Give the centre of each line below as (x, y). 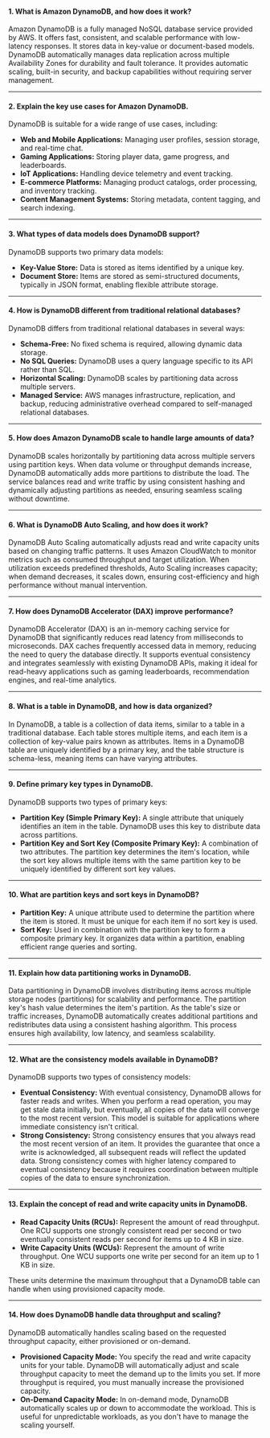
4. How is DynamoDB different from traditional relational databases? (125, 310)
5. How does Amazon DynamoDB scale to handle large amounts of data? (131, 438)
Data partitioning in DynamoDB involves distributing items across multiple (130, 991)
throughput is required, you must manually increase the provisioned (132, 1382)
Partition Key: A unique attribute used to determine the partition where (137, 913)
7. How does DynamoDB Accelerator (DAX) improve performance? (121, 611)
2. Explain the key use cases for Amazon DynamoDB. (98, 106)
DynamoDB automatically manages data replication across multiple (119, 55)
